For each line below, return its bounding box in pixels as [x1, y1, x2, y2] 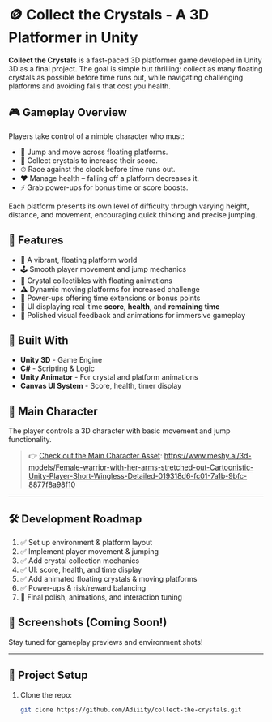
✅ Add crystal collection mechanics [19, 556, 140, 565]
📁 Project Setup [8, 668, 88, 682]
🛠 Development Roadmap [8, 512, 142, 526]
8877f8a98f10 [28, 479, 75, 490]
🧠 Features [8, 234, 64, 247]
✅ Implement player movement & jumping [19, 547, 159, 556]
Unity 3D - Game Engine [19, 355, 103, 365]
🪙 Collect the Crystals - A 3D [8, 6, 209, 24]
